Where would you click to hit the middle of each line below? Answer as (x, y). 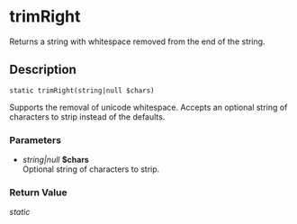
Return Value (38, 193)
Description (43, 70)
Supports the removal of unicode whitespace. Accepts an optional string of (148, 107)
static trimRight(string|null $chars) (82, 90)
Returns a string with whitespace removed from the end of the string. (137, 41)
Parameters (35, 139)
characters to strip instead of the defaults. (87, 116)
